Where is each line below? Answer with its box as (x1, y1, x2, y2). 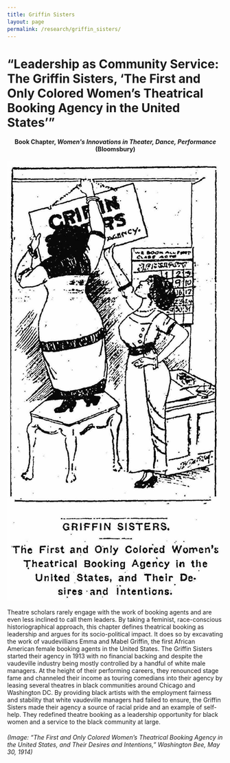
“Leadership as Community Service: (7, 56, 219, 72)
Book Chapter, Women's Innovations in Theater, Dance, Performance (14, 138, 216, 146)
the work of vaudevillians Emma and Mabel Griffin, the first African (7, 637, 196, 645)
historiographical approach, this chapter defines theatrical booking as (7, 623, 205, 631)
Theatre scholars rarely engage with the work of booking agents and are (7, 608, 212, 616)
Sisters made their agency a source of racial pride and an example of (7, 702, 203, 711)
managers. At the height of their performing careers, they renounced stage (7, 666, 219, 674)
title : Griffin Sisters (7, 11, 76, 18)
